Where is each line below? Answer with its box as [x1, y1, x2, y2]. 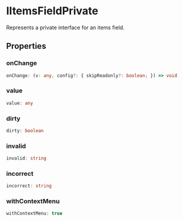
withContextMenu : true [6, 210, 63, 217]
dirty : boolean [6, 127, 44, 133]
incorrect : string [6, 183, 52, 189]
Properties [6, 41, 46, 51]
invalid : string [6, 155, 46, 161]
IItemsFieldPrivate [6, 4, 98, 18]
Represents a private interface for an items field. [6, 24, 125, 31]
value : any [6, 100, 33, 106]
